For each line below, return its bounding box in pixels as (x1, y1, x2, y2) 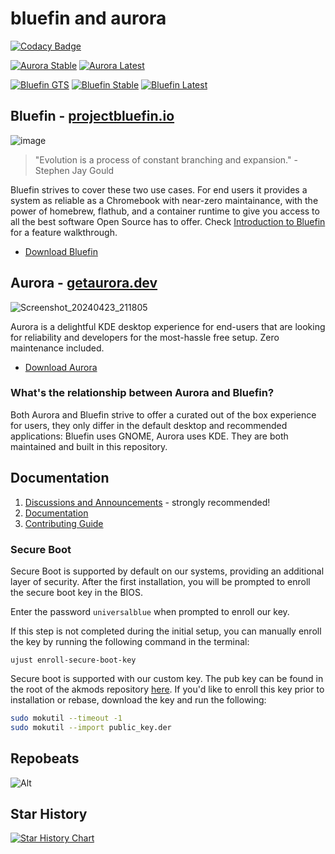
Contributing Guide (24, 517, 104, 529)
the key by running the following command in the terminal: (10, 635, 250, 647)
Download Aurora (24, 361, 98, 373)
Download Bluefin (24, 245, 98, 257)
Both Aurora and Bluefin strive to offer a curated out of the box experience (10, 408, 317, 421)
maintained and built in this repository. (10, 440, 168, 452)
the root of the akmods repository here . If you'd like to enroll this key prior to (10, 683, 325, 695)
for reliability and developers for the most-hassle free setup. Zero (10, 331, 280, 343)
